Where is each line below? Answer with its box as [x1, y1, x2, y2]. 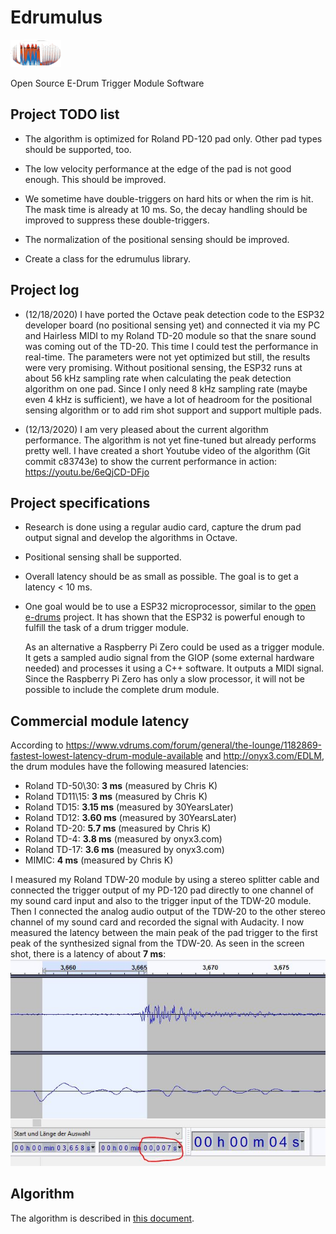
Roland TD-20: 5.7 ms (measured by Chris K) [24, 822, 212, 835]
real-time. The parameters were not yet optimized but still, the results [24, 351, 311, 363]
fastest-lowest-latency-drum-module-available [10, 750, 204, 762]
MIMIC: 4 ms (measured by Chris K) [24, 854, 174, 866]
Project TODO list [10, 106, 120, 123]
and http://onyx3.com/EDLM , [204, 750, 325, 762]
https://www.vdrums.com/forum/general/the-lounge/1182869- [65, 739, 323, 751]
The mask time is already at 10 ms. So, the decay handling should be [24, 203, 308, 215]
